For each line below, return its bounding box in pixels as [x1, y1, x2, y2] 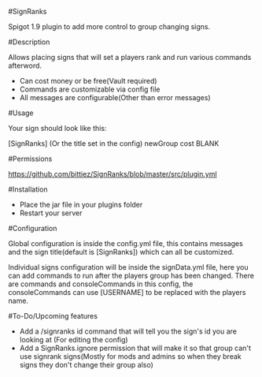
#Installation [8, 185, 49, 194]
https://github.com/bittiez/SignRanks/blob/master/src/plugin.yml [8, 170, 218, 178]
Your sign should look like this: [8, 124, 107, 133]
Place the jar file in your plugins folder [19, 200, 143, 209]
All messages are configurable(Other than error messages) [19, 93, 211, 102]
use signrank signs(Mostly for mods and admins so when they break [19, 352, 242, 361]
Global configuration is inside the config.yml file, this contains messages [8, 239, 244, 248]
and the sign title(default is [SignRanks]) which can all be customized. [8, 248, 234, 256]
